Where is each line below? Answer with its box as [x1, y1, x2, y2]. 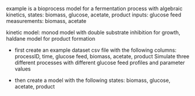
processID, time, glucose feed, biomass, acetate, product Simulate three [14, 53, 190, 59]
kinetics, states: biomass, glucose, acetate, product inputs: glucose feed [6, 11, 181, 18]
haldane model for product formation [6, 35, 96, 42]
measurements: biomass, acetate [6, 18, 87, 24]
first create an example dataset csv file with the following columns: [14, 47, 177, 54]
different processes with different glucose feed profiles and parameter [14, 59, 185, 66]
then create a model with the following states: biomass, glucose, [14, 77, 170, 84]
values [14, 65, 31, 72]
